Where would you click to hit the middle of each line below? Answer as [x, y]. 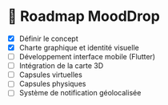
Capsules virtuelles [51, 75]
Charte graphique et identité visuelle [79, 48]
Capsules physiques [52, 84]
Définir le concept [48, 38]
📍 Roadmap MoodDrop [84, 16]
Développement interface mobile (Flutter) [87, 57]
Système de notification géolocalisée [80, 93]
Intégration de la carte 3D [61, 66]
